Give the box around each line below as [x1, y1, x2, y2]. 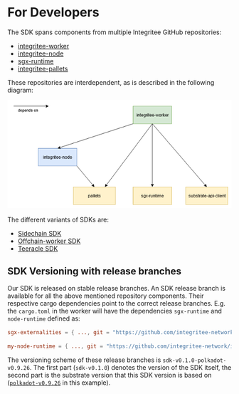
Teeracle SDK [17, 244, 58, 253]
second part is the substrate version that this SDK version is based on [7, 370, 212, 379]
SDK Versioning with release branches [7, 265, 182, 277]
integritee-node [17, 49, 64, 58]
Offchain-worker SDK [17, 237, 81, 246]
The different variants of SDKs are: [7, 215, 109, 224]
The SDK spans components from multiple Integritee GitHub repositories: [7, 28, 222, 36]
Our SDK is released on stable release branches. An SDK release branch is [7, 284, 226, 293]
